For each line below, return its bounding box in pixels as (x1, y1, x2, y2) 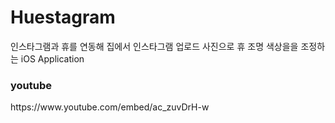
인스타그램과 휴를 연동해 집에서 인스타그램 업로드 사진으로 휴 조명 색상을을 (10, 40, 299, 52)
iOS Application (20, 52, 85, 65)
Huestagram (10, 6, 116, 29)
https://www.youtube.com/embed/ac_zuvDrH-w (10, 101, 210, 113)
